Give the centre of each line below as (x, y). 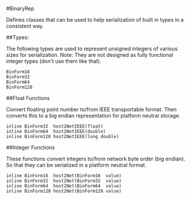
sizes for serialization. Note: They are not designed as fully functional (90, 55)
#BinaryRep (20, 8)
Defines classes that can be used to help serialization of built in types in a (95, 20)
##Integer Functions (30, 147)
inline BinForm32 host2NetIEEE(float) (55, 126)
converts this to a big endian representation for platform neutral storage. (93, 116)
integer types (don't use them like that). (54, 61)
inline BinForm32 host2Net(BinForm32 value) (64, 181)
